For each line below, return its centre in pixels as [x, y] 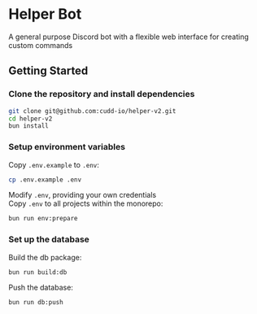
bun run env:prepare [44, 219]
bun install [28, 126]
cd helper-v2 [30, 119]
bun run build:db [38, 272]
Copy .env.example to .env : [54, 164]
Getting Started [48, 71]
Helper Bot [45, 14]
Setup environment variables [67, 147]
